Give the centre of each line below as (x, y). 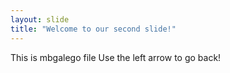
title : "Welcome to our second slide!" (93, 29)
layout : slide (40, 19)
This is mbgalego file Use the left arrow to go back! (116, 57)
